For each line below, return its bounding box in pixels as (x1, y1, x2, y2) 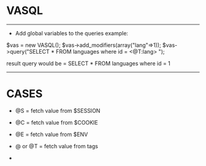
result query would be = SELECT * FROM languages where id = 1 (6, 59, 170, 67)
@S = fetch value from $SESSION (15, 107, 101, 114)
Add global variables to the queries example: (15, 29, 129, 37)
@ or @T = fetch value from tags (15, 142, 98, 150)
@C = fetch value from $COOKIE (15, 118, 98, 126)
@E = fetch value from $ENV (15, 131, 88, 138)
